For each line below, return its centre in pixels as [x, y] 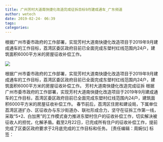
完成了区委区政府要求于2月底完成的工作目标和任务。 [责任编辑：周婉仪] [77, 128]
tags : [10, 23]
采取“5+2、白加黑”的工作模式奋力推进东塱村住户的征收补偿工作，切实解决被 [81, 116]
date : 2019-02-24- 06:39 [30, 18]
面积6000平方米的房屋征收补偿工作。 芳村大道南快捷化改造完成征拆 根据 [82, 86]
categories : [17, 28]
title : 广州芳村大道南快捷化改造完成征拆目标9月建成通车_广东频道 [64, 9]
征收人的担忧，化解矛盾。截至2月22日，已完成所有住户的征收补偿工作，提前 [81, 123]
